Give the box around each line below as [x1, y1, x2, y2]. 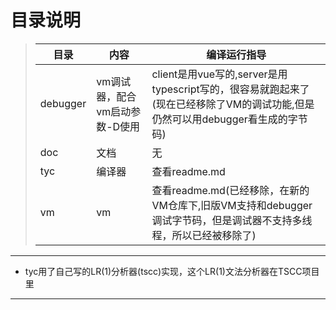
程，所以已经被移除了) [151, 228, 257, 242]
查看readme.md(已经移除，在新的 [151, 183, 310, 197]
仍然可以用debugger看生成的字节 [151, 112, 308, 126]
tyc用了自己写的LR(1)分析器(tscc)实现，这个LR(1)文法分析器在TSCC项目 [24, 265, 320, 277]
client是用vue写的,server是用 [151, 67, 288, 81]
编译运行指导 [206, 47, 267, 61]
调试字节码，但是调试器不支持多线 [151, 213, 313, 227]
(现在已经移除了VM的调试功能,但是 [151, 97, 315, 111]
